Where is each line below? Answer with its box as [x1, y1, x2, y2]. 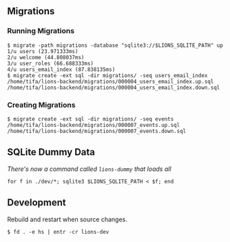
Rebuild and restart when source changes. [7, 215, 127, 223]
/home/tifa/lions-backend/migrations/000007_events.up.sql [7, 121, 180, 128]
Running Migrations [7, 26, 74, 36]
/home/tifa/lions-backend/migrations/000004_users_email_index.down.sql [7, 84, 220, 91]
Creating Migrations [7, 100, 76, 110]
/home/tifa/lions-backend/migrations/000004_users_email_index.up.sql [7, 78, 214, 85]
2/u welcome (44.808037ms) [7, 54, 85, 61]
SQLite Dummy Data [7, 146, 95, 158]
